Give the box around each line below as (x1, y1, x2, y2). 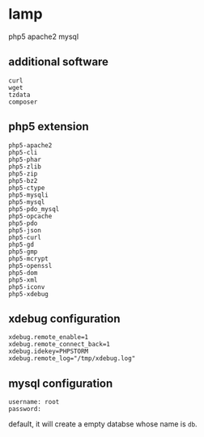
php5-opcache (8, 212, 53, 220)
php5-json (8, 226, 42, 235)
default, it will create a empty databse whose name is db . (8, 419, 198, 429)
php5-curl (8, 233, 42, 241)
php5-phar (8, 155, 42, 163)
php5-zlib (8, 163, 42, 171)
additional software (8, 55, 109, 69)
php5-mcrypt (8, 254, 49, 263)
